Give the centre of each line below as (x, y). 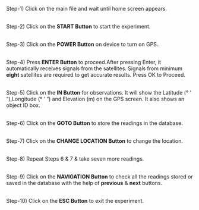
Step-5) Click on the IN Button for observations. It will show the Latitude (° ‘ (99, 93)
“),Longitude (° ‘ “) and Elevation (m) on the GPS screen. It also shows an (95, 99)
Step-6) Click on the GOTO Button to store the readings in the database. (94, 123)
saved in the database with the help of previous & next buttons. (84, 183)
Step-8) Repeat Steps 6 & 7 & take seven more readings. (75, 159)
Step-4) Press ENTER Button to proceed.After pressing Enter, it (84, 62)
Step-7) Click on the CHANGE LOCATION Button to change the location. (94, 141)
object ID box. (23, 105)
